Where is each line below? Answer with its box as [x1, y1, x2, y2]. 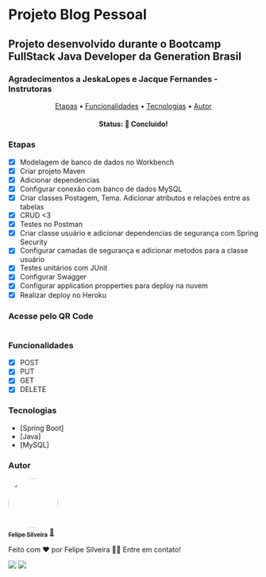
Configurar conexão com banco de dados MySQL [19, 184, 183, 194]
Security [19, 237, 48, 247]
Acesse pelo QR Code [8, 310, 94, 321]
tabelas [19, 202, 44, 212]
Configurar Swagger [19, 272, 87, 282]
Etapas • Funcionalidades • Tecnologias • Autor [55, 101, 212, 110]
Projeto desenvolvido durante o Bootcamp [8, 37, 222, 51]
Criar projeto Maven [19, 166, 86, 175]
